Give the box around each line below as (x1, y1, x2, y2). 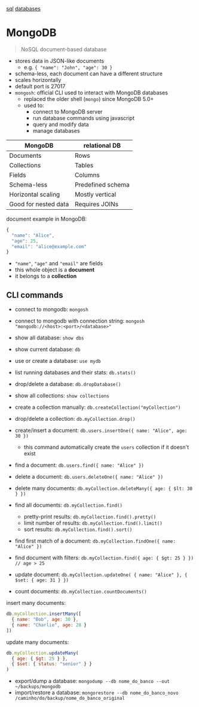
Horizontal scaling (9, 190, 60, 198)
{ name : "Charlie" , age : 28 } (11, 622, 87, 628)
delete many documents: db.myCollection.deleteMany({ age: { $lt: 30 (14, 485, 193, 492)
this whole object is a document (14, 266, 94, 274)
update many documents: (6, 638, 69, 645)
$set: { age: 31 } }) (14, 577, 69, 583)
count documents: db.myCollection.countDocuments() (14, 588, 148, 595)
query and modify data (32, 121, 89, 128)
